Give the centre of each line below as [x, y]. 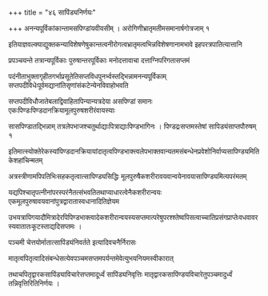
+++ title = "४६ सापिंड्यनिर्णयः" [52, 12]
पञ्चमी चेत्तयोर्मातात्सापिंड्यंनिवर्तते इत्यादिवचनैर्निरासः [72, 242]
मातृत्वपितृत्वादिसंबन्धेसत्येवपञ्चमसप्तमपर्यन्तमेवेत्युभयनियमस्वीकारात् [91, 258]
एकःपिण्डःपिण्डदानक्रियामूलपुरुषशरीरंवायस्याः [62, 110]
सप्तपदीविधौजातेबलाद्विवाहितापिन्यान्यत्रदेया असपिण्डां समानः [81, 101]
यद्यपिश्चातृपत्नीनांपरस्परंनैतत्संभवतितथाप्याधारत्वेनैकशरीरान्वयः [85, 192]
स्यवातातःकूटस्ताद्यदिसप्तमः [42, 226]
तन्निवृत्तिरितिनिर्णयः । [34, 283]
